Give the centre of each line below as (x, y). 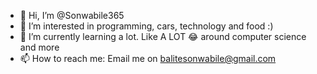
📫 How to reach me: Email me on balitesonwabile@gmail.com (148, 58)
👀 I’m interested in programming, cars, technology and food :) (146, 26)
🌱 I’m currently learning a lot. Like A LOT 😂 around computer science (163, 36)
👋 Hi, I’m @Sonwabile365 (72, 15)
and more (39, 47)
